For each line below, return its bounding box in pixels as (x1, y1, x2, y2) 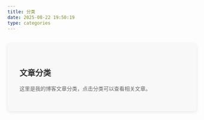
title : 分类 (7, 8, 35, 15)
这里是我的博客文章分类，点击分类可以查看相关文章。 (19, 85, 151, 92)
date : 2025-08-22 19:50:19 (7, 14, 75, 20)
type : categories (7, 20, 51, 26)
